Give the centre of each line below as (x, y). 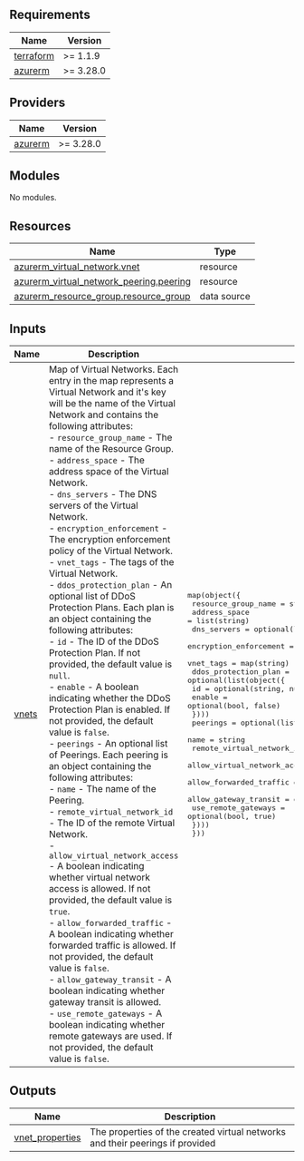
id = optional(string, (238, 688)
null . (59, 676)
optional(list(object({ (236, 680)
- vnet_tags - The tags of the (111, 562)
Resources (40, 226)
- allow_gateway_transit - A (110, 980)
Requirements (50, 15)
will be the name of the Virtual (112, 404)
